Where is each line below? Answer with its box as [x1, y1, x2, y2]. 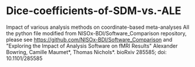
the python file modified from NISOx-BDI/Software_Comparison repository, [6, 29, 187, 36]
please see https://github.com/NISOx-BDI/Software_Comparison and [6, 36, 173, 43]
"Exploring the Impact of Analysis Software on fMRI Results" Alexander [6, 42, 178, 49]
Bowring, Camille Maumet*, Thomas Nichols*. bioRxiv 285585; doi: [6, 48, 167, 55]
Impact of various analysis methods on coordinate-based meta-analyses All [6, 24, 190, 31]
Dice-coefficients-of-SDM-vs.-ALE [6, 4, 181, 18]
